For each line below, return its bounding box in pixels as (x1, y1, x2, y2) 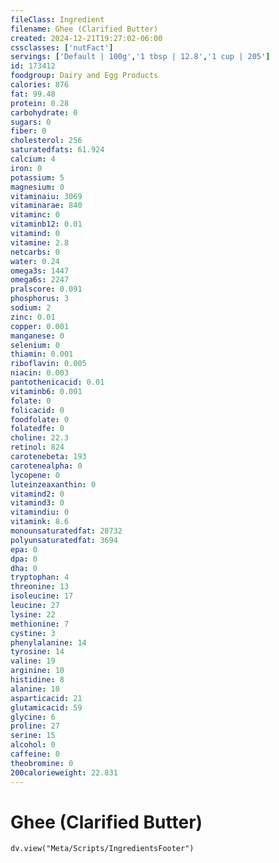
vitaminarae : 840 (10, 201, 83, 211)
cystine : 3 (10, 628, 56, 638)
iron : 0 (10, 163, 43, 173)
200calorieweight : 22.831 (10, 767, 118, 778)
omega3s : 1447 (10, 266, 70, 276)
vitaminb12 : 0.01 (10, 219, 83, 230)
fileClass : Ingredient (10, 14, 105, 25)
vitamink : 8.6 (10, 517, 70, 527)
